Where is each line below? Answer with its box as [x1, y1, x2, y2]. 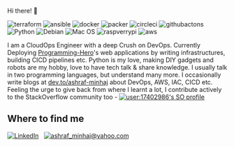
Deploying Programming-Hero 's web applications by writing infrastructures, [7, 49, 226, 56]
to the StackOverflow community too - [7, 93, 118, 101]
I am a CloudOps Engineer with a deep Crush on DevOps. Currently [7, 41, 201, 49]
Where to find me [7, 113, 85, 125]
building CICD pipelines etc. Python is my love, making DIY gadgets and [7, 56, 214, 64]
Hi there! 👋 [7, 7, 38, 15]
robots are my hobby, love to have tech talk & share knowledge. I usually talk [7, 63, 228, 71]
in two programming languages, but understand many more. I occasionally [7, 70, 221, 79]
